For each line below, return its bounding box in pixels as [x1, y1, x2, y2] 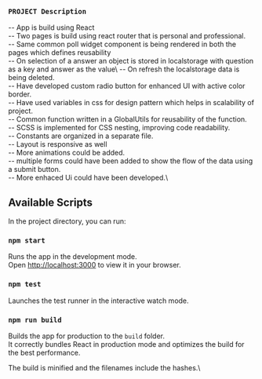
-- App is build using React [8, 23, 95, 32]
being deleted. [8, 73, 55, 82]
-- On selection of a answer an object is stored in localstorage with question [8, 56, 254, 66]
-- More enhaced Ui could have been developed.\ [8, 173, 169, 183]
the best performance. [8, 348, 81, 357]
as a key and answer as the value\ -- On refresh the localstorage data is [8, 64, 240, 74]
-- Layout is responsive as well [8, 140, 107, 149]
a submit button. [8, 165, 61, 174]
